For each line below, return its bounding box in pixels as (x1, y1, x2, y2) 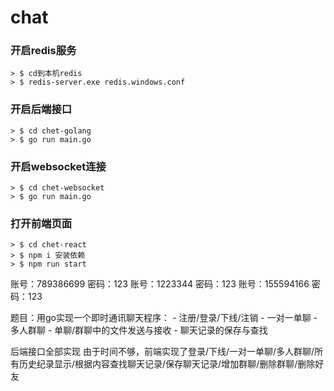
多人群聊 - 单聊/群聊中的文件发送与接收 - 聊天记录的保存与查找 (10, 324, 268, 336)
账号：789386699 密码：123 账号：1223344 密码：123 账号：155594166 (10, 278, 310, 290)
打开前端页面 (10, 217, 73, 230)
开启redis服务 (10, 44, 77, 58)
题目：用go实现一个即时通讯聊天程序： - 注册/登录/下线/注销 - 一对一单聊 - (10, 312, 318, 324)
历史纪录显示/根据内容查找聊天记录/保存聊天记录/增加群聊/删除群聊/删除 (18, 358, 316, 370)
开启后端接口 (10, 102, 73, 116)
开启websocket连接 (10, 159, 107, 173)
